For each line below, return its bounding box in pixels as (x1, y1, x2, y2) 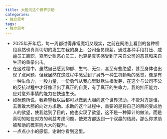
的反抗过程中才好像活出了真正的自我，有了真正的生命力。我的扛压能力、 (12, 84, 162, 90)
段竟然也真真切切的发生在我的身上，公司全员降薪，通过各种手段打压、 (12, 47, 158, 53)
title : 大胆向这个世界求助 (5, 7, 55, 13)
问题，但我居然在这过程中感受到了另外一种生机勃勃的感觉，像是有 (26, 72, 162, 78)
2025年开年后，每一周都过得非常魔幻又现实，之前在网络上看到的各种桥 (12, 41, 160, 47)
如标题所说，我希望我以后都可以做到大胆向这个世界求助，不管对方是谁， (12, 97, 162, 103)
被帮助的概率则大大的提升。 (12, 122, 70, 128)
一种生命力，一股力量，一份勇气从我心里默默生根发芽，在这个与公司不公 (12, 78, 162, 84)
